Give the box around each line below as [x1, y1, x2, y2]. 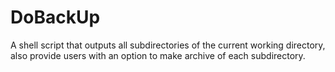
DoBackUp [10, 6, 101, 29]
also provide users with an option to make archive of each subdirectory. [10, 49, 306, 61]
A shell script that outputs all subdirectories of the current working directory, [10, 39, 326, 51]
